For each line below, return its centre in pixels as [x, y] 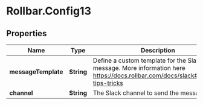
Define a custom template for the [139, 60]
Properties [27, 33]
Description [158, 50]
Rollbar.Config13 [49, 11]
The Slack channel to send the [136, 93]
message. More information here [139, 68]
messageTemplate [36, 72]
